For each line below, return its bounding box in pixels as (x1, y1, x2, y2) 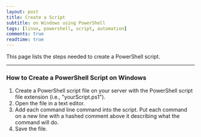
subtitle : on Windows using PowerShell (6, 20, 106, 26)
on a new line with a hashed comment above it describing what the (14, 112, 180, 120)
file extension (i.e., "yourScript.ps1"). (14, 93, 106, 101)
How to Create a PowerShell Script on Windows (6, 73, 147, 81)
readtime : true (6, 36, 44, 42)
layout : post (6, 8, 39, 15)
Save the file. (14, 125, 48, 132)
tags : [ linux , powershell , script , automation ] (6, 25, 127, 32)
